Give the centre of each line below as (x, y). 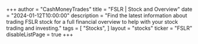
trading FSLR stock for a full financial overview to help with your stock (92, 22)
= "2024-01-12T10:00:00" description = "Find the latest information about (97, 15)
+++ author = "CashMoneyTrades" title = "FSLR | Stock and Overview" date (99, 9)
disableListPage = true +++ (40, 34)
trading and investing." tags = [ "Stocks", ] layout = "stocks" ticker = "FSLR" (99, 28)
